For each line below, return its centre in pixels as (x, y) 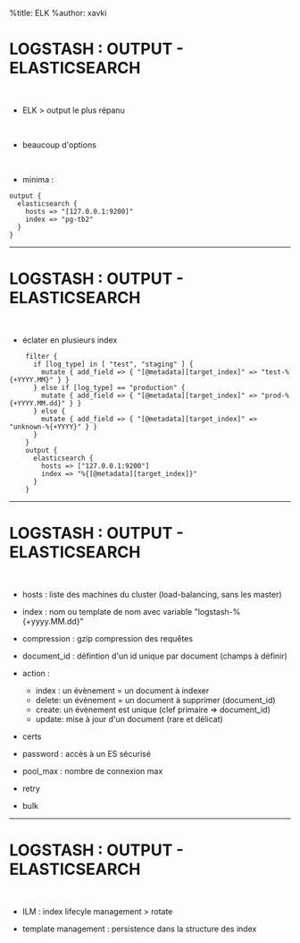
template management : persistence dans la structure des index (139, 929)
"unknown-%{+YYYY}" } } (54, 427)
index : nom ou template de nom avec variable (107, 611)
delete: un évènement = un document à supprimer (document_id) (155, 700)
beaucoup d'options (59, 144)
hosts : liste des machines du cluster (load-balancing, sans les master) (152, 594)
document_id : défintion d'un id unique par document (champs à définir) (154, 656)
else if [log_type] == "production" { (113, 387)
